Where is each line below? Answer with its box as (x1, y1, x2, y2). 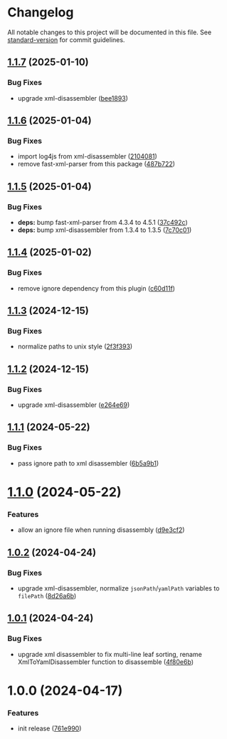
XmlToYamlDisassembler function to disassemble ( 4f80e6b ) (17, 658, 194, 666)
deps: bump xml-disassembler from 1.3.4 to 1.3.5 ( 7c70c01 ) (17, 226, 192, 234)
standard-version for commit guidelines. (7, 35, 125, 44)
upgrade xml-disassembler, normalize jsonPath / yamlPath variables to (17, 583, 220, 593)
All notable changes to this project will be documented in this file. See (7, 28, 212, 36)
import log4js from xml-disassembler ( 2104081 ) (17, 152, 158, 161)
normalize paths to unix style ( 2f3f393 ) (17, 342, 133, 351)
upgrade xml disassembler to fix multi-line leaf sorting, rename (17, 650, 203, 658)
